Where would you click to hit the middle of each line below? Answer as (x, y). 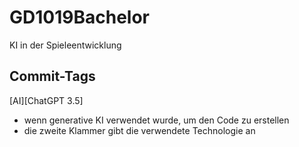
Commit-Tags (52, 76)
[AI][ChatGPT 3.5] (46, 100)
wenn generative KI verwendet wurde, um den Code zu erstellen (156, 120)
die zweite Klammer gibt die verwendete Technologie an (139, 130)
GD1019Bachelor (79, 17)
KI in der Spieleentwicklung (65, 45)
